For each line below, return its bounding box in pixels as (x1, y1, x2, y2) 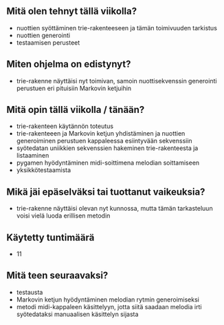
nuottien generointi (16, 31, 70, 39)
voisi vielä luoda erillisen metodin (16, 211, 111, 220)
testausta (16, 288, 43, 296)
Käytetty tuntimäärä (6, 231, 95, 243)
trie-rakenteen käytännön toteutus (16, 122, 114, 130)
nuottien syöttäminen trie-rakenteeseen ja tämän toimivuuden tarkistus (16, 23, 218, 32)
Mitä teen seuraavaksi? (6, 270, 109, 282)
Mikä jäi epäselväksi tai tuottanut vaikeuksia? (6, 186, 205, 198)
